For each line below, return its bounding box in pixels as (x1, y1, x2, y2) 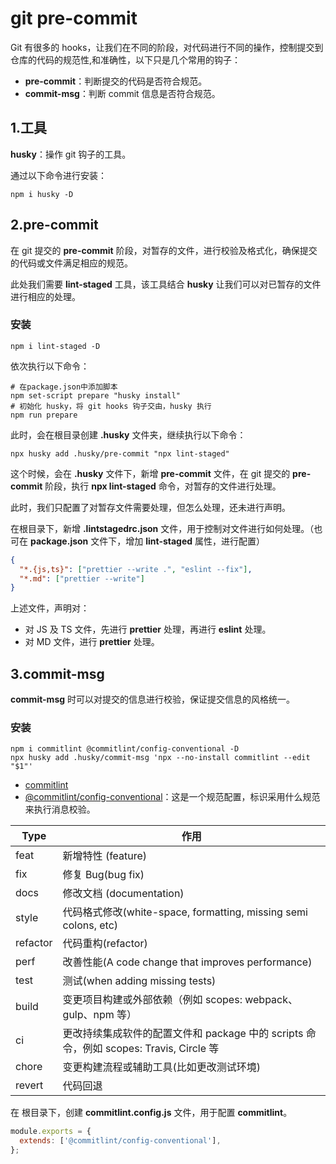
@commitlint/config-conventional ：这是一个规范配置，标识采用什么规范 (24, 791, 321, 803)
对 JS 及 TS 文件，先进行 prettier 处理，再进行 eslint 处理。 (24, 623, 272, 636)
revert (15, 1078, 44, 1092)
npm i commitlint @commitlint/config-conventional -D (10, 744, 240, 754)
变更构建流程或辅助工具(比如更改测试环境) (62, 1060, 262, 1074)
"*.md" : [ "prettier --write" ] (19, 573, 145, 584)
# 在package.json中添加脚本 (10, 382, 118, 392)
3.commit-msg (10, 665, 105, 682)
